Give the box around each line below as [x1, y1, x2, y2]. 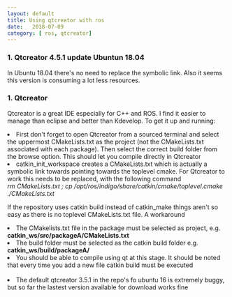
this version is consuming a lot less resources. [7, 76, 140, 84]
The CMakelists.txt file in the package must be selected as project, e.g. [16, 224, 221, 232]
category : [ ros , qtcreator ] [7, 29, 92, 37]
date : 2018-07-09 [7, 23, 64, 30]
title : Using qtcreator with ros [7, 17, 105, 24]
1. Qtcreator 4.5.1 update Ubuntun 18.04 [7, 53, 145, 63]
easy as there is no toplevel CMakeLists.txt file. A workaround [7, 210, 185, 218]
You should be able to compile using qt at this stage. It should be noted [16, 253, 221, 261]
